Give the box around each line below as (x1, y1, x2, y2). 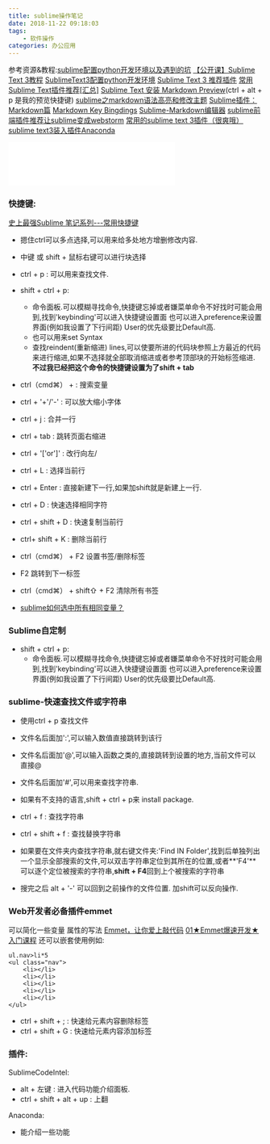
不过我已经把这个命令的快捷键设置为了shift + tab (31, 362, 195, 372)
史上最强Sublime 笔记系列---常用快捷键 (8, 218, 139, 228)
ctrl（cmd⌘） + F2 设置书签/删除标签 (19, 551, 146, 561)
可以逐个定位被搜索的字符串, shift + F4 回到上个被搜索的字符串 (19, 866, 225, 876)
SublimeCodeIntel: (8, 1067, 70, 1077)
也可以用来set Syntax (31, 333, 103, 342)
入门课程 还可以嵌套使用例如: (8, 936, 105, 945)
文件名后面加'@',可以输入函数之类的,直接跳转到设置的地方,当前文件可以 (19, 750, 256, 760)
